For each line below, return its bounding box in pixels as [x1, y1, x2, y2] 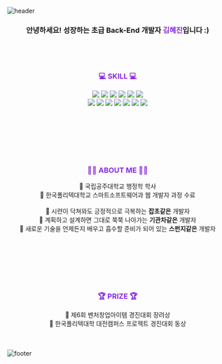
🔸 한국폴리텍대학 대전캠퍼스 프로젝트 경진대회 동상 [48, 319, 187, 328]
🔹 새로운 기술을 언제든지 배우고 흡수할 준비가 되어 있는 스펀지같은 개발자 [20, 225, 216, 233]
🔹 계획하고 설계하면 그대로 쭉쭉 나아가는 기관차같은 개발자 [39, 216, 197, 224]
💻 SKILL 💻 [98, 71, 137, 81]
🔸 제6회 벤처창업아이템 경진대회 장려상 [65, 311, 170, 319]
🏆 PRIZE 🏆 [97, 291, 138, 301]
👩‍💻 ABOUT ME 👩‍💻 [87, 165, 148, 175]
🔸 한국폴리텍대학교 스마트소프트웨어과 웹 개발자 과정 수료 [39, 191, 196, 199]
